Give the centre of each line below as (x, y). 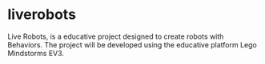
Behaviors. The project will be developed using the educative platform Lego (132, 44)
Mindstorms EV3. (36, 53)
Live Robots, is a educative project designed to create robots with (116, 36)
